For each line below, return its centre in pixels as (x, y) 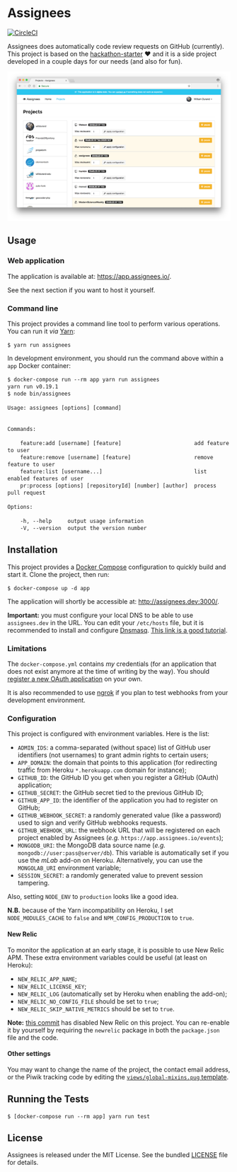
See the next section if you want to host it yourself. (81, 290)
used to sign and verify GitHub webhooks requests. (92, 823)
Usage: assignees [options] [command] (64, 408)
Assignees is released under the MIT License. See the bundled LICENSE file (118, 1155)
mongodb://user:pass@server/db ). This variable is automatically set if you (123, 853)
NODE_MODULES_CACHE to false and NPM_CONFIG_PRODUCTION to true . (101, 918)
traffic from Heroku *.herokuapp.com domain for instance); (102, 770)
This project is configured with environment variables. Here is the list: (109, 734)
